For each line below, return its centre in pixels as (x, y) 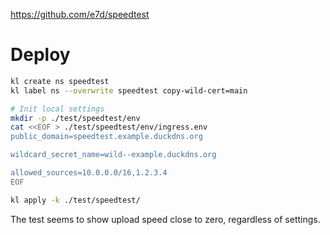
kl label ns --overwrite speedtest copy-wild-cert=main (129, 90)
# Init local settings (57, 109)
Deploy (40, 55)
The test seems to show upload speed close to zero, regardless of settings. (165, 219)
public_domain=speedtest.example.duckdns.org (106, 137)
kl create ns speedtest (60, 81)
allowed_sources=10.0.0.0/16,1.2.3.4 (89, 173)
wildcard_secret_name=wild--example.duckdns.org (113, 155)
